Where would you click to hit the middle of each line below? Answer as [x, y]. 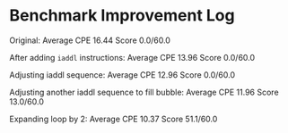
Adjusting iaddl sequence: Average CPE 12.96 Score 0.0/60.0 [122, 75]
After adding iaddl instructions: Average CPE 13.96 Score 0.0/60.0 [132, 57]
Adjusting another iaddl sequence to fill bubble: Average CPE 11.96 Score [144, 92]
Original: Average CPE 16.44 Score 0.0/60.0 [90, 40]
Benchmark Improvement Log [122, 16]
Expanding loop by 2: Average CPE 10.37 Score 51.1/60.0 [113, 119]
